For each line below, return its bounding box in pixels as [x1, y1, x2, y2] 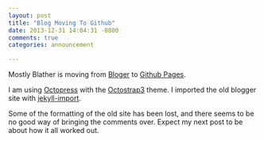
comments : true [8, 33, 59, 42]
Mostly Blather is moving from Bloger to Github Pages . [8, 70, 187, 79]
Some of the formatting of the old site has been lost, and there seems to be [8, 109, 254, 119]
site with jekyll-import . [8, 93, 82, 103]
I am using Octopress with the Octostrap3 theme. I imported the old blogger [8, 85, 257, 95]
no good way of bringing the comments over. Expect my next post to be [8, 117, 243, 127]
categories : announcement [8, 41, 94, 49]
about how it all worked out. [8, 126, 99, 135]
